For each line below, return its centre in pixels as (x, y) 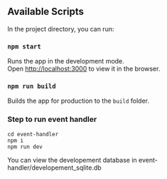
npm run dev (25, 147)
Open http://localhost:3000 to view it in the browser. (84, 69)
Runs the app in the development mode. (66, 61)
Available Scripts (45, 12)
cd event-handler (33, 134)
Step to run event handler (52, 119)
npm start (24, 46)
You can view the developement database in (72, 160)
